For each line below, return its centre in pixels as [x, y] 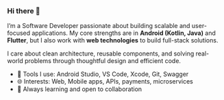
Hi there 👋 [24, 11]
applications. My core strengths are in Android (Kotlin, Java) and [124, 33]
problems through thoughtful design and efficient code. [103, 61]
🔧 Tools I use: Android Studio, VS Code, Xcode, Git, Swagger [103, 74]
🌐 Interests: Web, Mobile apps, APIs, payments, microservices [105, 82]
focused [19, 33]
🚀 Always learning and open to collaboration [79, 89]
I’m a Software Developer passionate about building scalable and [99, 26]
